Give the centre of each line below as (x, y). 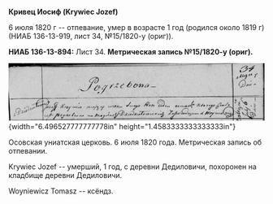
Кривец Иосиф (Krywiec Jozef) (63, 12)
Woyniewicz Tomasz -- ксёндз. (61, 191)
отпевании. (28, 150)
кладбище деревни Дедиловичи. (65, 175)
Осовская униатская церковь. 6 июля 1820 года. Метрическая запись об (135, 142)
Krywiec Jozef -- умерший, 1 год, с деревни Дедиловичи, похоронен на (133, 167)
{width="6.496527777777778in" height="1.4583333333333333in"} (122, 126)
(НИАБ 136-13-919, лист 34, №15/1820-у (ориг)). (91, 36)
